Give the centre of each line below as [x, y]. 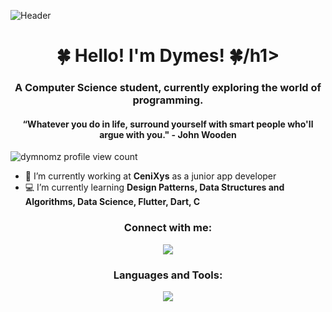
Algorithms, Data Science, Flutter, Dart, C [112, 202]
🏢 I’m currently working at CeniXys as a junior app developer [150, 176]
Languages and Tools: [168, 275]
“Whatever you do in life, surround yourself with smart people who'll [168, 124]
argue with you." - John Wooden [168, 134]
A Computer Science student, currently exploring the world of [168, 88]
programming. [168, 100]
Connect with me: [168, 228]
